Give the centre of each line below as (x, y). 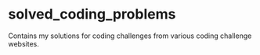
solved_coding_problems (92, 14)
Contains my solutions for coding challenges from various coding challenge (130, 36)
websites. (23, 43)
